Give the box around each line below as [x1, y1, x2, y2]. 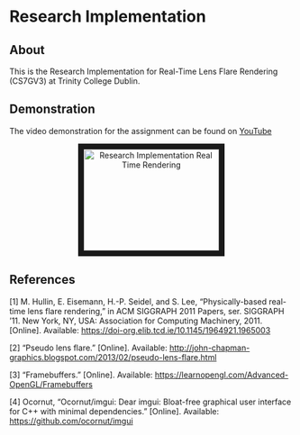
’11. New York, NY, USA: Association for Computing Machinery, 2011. [9, 315, 263, 326]
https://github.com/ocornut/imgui [9, 415, 133, 426]
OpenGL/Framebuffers [9, 378, 93, 389]
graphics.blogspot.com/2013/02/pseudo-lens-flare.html [9, 351, 217, 362]
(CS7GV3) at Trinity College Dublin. [9, 76, 141, 86]
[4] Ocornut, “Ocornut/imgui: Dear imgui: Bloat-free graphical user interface [9, 396, 292, 407]
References [9, 272, 76, 287]
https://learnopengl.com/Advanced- [154, 369, 289, 380]
